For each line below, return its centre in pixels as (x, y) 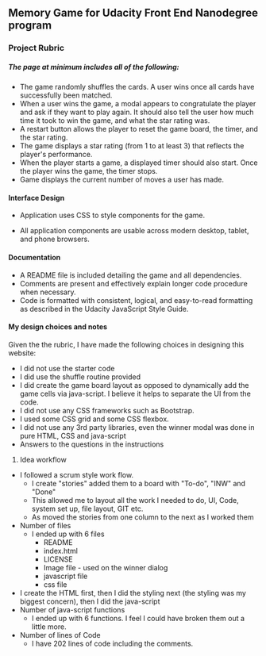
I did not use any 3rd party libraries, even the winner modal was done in (137, 427)
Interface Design (37, 198)
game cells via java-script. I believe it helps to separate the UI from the (135, 393)
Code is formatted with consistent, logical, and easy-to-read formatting (136, 300)
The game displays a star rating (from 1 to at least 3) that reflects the (132, 146)
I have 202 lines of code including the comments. (112, 643)
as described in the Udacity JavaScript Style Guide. (104, 309)
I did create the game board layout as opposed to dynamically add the (134, 385)
